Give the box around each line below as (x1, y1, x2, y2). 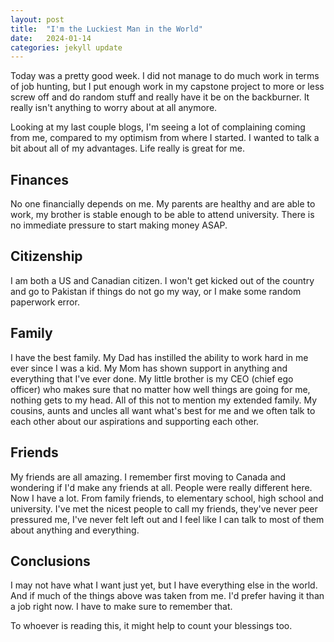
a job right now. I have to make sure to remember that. (10, 601, 233, 613)
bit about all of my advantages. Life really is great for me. (10, 142, 245, 155)
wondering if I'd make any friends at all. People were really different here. (10, 481, 313, 493)
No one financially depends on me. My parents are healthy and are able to (10, 198, 316, 210)
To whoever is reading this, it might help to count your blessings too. (10, 620, 293, 632)
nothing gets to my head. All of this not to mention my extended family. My (10, 394, 318, 406)
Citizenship (10, 248, 83, 265)
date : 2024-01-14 (10, 33, 92, 43)
